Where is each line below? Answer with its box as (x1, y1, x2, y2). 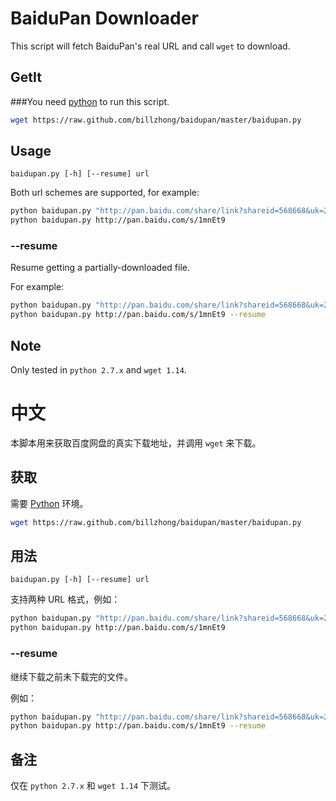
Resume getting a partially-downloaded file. (10, 262, 191, 274)
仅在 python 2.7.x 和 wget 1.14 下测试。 (10, 780, 177, 792)
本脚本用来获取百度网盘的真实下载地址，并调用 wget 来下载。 (10, 437, 262, 449)
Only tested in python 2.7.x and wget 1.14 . (10, 364, 187, 376)
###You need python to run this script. (10, 95, 170, 107)
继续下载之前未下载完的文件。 (10, 670, 133, 682)
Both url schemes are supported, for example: (10, 187, 200, 199)
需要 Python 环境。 (10, 497, 89, 509)
